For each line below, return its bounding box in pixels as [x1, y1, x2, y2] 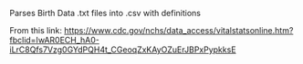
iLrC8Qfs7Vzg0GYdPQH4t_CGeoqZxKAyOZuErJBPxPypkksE [9, 44, 236, 55]
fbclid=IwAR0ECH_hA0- [9, 35, 100, 45]
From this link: [9, 25, 62, 35]
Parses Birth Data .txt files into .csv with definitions [9, 8, 202, 18]
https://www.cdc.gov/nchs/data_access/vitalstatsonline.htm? [63, 25, 294, 35]
